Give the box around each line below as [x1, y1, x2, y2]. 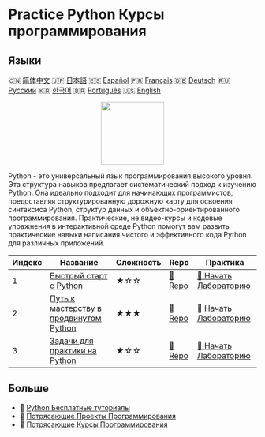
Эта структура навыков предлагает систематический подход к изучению [8, 180, 257, 189]
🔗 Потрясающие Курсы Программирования [19, 420, 168, 429]
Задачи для [50, 335, 94, 346]
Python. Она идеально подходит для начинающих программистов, [8, 188, 233, 197]
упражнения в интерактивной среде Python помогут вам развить [8, 222, 230, 230]
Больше [8, 382, 50, 395]
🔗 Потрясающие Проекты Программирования [19, 411, 176, 420]
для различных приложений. [8, 238, 105, 248]
